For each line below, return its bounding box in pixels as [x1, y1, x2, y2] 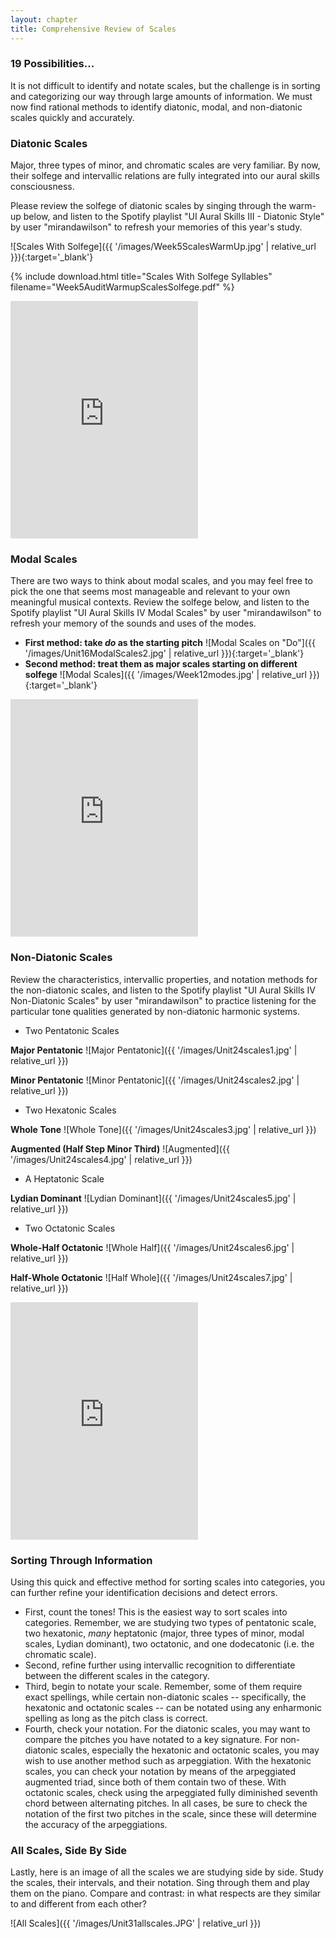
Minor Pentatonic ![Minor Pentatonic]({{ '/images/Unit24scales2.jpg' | [10, 1074, 300, 1086]
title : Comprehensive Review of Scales [10, 24, 177, 34]
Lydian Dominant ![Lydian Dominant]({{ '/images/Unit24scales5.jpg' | [10, 1192, 297, 1204]
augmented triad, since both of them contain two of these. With [24, 1776, 287, 1788]
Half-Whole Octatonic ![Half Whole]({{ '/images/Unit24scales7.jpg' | [10, 1271, 293, 1283]
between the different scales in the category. [24, 1669, 210, 1681]
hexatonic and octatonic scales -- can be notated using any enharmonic [24, 1701, 323, 1713]
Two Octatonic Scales [24, 1222, 116, 1234]
